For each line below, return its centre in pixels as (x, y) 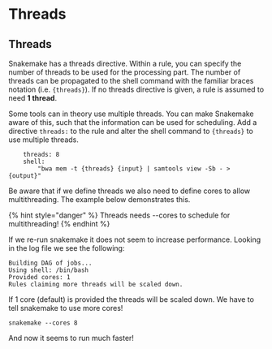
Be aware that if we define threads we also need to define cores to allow (130, 191)
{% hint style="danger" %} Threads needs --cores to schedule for (119, 215)
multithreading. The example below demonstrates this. (99, 199)
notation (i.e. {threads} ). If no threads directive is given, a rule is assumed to (136, 89)
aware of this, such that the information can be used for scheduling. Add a (133, 122)
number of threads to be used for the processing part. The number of (125, 72)
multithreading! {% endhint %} (59, 224)
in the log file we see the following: (67, 248)
